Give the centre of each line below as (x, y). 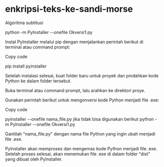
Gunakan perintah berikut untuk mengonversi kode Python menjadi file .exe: (82, 100)
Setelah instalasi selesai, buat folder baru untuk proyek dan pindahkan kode (82, 75)
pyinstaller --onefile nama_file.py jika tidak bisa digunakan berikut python (80, 119)
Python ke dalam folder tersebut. (38, 81)
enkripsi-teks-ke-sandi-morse (69, 9)
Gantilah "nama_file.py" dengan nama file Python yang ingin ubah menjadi (80, 134)
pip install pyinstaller (26, 66)
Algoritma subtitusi (24, 23)
